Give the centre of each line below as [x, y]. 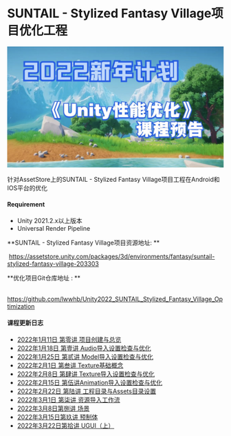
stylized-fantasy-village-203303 [53, 263]
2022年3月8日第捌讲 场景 [53, 408]
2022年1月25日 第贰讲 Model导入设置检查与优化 [85, 356]
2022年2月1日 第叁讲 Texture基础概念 [70, 365]
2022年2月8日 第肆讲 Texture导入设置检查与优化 [86, 374]
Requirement [26, 205]
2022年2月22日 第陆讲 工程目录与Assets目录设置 [87, 391]
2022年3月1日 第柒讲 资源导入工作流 [68, 399]
